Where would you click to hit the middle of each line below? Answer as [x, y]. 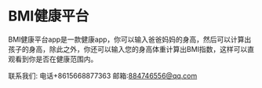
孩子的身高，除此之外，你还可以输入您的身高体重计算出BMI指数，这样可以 [128, 49]
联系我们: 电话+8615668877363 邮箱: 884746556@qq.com [103, 75]
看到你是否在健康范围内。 [56, 59]
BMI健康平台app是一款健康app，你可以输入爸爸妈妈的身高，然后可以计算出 [130, 39]
